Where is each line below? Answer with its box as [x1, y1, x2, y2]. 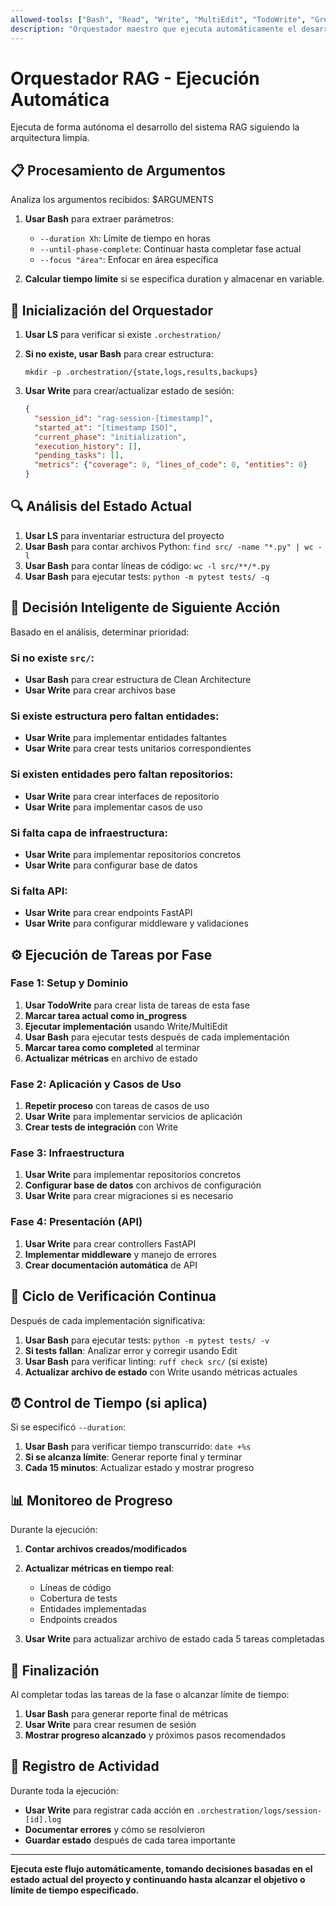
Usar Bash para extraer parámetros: [24, 213, 174, 225]
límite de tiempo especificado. [10, 1884, 140, 1896]
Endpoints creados [39, 1614, 118, 1626]
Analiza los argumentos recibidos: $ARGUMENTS [10, 194, 214, 206]
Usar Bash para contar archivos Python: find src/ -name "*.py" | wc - [24, 540, 323, 552]
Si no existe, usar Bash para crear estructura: [24, 348, 214, 360]
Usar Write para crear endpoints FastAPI [24, 907, 193, 919]
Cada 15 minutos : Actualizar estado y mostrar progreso [24, 1462, 255, 1474]
